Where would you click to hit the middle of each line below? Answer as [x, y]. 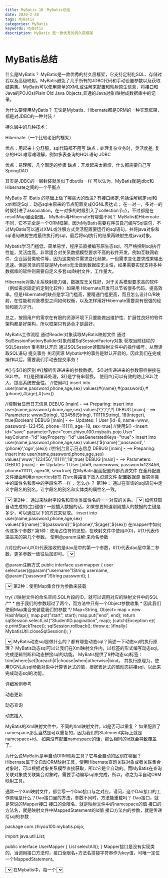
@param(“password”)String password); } [47, 575]
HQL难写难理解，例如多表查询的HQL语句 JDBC [62, 154]
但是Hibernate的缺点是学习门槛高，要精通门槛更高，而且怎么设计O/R [85, 294]
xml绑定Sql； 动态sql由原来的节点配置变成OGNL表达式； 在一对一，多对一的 [84, 204]
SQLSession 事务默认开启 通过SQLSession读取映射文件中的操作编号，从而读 [84, 347]
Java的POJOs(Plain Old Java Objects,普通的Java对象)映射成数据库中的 [78, 93]
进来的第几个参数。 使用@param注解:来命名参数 [59, 537]
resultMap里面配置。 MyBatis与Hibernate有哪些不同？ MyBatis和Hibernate [82, 216]
